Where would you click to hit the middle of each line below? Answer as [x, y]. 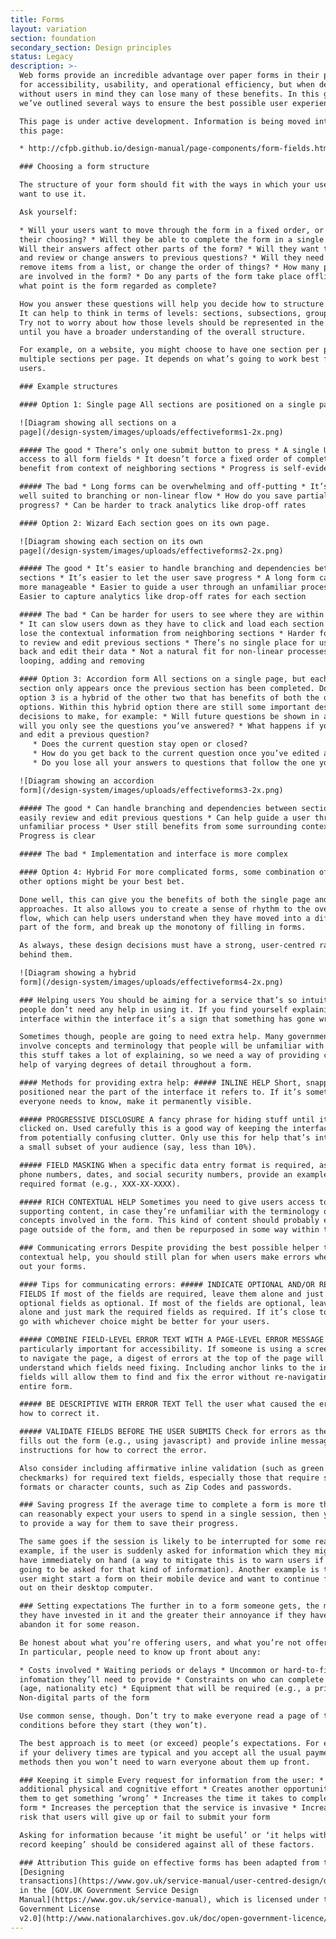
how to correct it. [60, 1414]
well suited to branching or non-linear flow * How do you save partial [174, 496]
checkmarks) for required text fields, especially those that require [169, 1477]
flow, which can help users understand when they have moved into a [165, 918]
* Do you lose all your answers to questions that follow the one [173, 763]
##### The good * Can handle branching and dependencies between [158, 808]
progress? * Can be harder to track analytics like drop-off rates [163, 505]
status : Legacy [42, 57]
